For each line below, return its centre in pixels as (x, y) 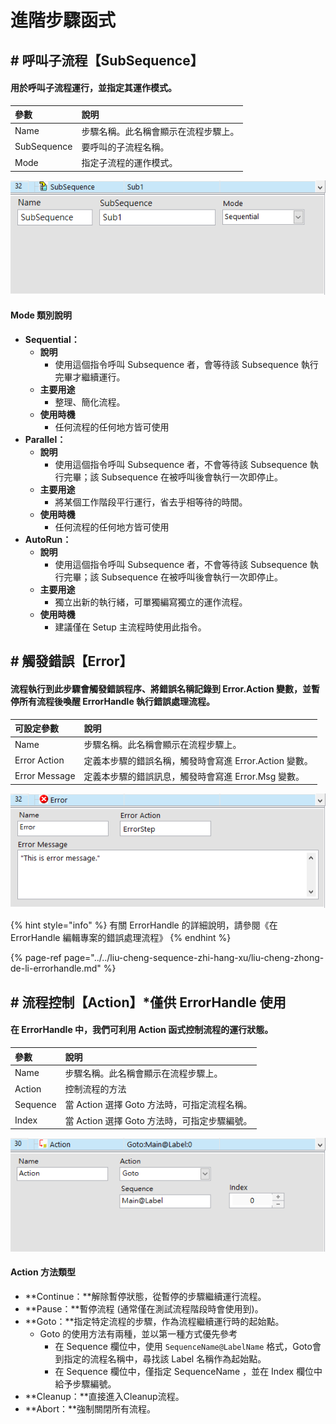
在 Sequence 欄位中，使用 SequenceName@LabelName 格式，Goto (183, 1346)
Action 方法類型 (43, 1272)
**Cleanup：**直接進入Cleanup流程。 (104, 1396)
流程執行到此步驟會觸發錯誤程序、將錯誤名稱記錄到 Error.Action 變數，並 (161, 688)
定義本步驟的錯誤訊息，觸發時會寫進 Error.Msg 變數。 (194, 776)
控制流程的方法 (95, 1089)
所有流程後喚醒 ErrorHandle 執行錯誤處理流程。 (117, 701)
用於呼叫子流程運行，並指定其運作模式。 (93, 88)
